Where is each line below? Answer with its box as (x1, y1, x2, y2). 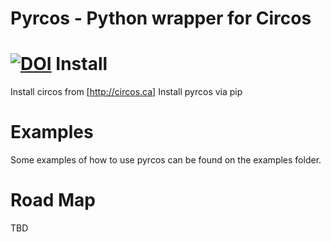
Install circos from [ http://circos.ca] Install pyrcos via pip (10, 86, 243, 98)
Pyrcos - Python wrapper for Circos (10, 7, 312, 30)
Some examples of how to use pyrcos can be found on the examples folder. (10, 154, 322, 166)
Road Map (10, 189, 97, 212)
